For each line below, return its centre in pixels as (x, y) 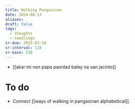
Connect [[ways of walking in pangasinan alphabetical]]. (71, 101)
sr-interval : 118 (24, 48)
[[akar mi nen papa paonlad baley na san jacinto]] (64, 67)
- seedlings (22, 39)
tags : (11, 29)
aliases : (14, 19)
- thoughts (21, 33)
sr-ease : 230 (19, 52)
